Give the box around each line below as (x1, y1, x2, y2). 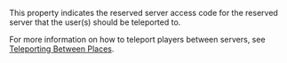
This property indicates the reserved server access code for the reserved (9, 8, 278, 18)
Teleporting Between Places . (9, 43, 115, 54)
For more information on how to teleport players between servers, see (9, 35, 266, 44)
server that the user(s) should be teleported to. (9, 17, 181, 28)
